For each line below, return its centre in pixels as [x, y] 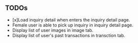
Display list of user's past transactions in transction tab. [69, 35]
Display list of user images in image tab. [53, 30]
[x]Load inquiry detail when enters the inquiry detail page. [71, 20]
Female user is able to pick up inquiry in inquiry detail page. [73, 25]
